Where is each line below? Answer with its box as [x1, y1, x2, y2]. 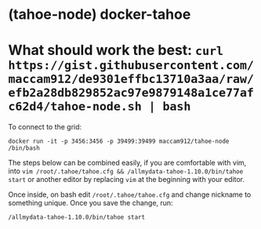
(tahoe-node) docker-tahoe [8, 5, 191, 24]
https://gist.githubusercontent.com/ [8, 58, 255, 73]
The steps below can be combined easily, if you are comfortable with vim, [8, 158, 247, 168]
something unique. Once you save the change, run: [8, 198, 174, 208]
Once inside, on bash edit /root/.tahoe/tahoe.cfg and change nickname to [8, 190, 252, 199]
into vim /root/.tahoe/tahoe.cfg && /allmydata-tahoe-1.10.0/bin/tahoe [8, 166, 244, 176]
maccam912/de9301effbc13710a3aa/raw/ [8, 72, 255, 87]
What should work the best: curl [8, 42, 224, 60]
